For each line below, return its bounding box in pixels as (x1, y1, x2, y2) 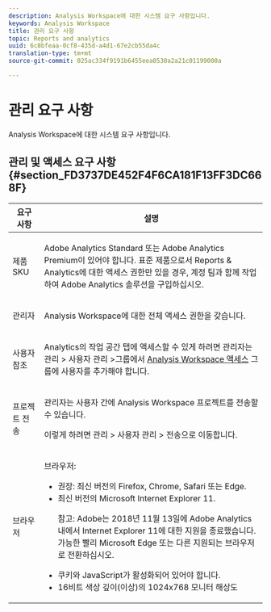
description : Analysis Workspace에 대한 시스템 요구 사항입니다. (8, 11, 211, 20)
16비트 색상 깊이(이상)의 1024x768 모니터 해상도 (57, 581, 238, 593)
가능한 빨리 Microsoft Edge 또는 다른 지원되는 (57, 537, 223, 548)
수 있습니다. (44, 409, 86, 420)
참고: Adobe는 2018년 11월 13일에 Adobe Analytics (57, 513, 252, 524)
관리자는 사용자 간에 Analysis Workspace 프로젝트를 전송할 (44, 396, 259, 408)
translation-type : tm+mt (8, 49, 92, 57)
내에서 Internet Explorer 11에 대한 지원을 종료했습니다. (57, 525, 256, 536)
